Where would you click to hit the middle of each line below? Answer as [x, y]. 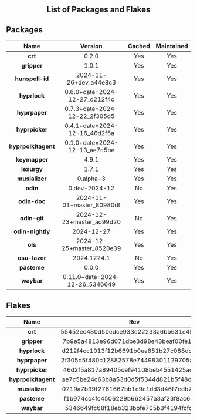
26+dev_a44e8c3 [91, 83]
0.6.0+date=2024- [91, 92]
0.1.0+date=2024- [91, 143]
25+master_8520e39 [91, 248]
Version [91, 46]
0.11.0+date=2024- [91, 277]
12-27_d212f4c [91, 99]
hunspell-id [32, 79]
